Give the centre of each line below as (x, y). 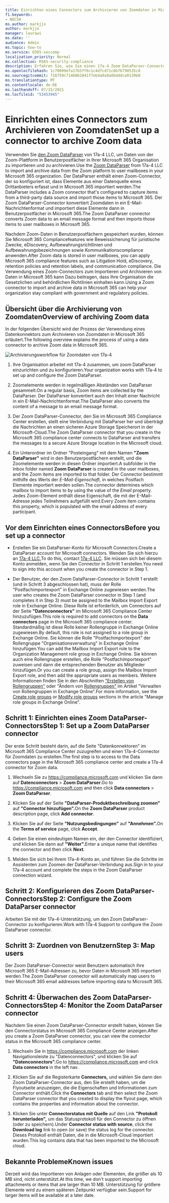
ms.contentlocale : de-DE (31, 85)
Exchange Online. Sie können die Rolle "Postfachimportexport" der (81, 638)
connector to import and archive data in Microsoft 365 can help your (76, 288)
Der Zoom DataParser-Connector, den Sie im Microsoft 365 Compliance (87, 416)
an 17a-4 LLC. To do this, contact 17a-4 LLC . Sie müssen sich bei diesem (87, 558)
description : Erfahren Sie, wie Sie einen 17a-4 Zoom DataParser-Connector (86, 66)
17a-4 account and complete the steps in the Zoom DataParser (77, 870)
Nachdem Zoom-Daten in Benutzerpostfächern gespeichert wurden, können (84, 234)
